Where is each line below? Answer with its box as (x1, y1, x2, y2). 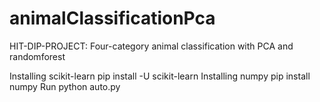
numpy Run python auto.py (9, 80, 121, 92)
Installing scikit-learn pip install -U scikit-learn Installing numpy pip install (9, 70, 311, 82)
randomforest (9, 50, 66, 62)
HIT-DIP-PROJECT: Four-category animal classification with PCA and (9, 40, 294, 52)
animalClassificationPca (9, 7, 216, 30)
